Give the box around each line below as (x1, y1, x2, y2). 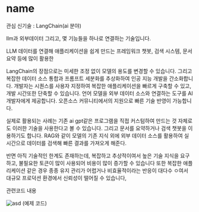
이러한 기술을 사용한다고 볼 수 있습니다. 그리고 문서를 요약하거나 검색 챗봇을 (12, 124, 187, 132)
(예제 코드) (22, 200, 48, 207)
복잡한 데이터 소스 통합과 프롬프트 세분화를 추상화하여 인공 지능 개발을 (6, 75, 168, 82)
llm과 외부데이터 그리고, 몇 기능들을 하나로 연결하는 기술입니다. (6, 34, 151, 42)
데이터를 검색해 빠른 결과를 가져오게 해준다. (26, 139, 127, 147)
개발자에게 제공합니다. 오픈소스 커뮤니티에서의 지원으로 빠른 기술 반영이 (6, 97, 171, 104)
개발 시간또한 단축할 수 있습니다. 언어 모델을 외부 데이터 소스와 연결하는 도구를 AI (6, 90, 193, 97)
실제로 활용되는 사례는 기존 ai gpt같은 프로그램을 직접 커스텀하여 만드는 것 (6, 117, 177, 124)
